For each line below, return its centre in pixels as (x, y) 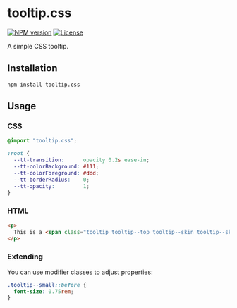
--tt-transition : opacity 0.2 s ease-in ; (82, 160)
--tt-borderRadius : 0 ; (52, 180)
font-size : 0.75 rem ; (44, 291)
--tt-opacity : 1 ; (52, 186)
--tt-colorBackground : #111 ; (56, 167)
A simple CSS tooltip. (38, 46)
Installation (32, 68)
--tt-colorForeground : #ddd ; (56, 173)
